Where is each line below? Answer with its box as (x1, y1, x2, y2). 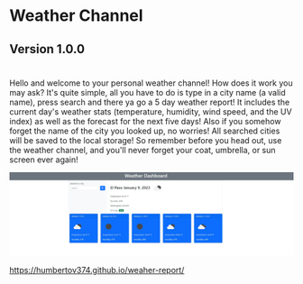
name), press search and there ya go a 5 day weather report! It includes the (9, 96, 290, 107)
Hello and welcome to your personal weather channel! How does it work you (9, 78, 293, 88)
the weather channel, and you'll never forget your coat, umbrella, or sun (9, 144, 277, 155)
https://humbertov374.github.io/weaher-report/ (9, 264, 185, 275)
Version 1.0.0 (9, 41, 86, 57)
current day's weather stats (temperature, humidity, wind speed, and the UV (9, 105, 292, 117)
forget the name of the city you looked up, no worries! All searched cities (9, 125, 280, 136)
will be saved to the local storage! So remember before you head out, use (9, 134, 282, 145)
